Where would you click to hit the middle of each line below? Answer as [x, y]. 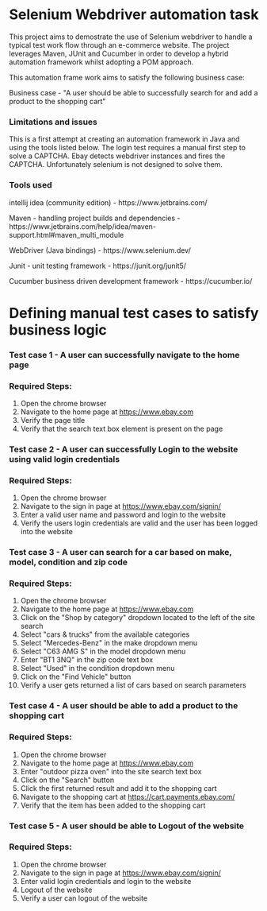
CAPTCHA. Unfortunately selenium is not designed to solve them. [116, 165]
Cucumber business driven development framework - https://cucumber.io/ [131, 281]
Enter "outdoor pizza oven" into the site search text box [111, 771]
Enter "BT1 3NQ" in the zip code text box [87, 660]
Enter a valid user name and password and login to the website [123, 515]
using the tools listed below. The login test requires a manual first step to [128, 148]
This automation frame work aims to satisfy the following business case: [127, 77]
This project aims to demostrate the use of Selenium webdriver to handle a [131, 37]
